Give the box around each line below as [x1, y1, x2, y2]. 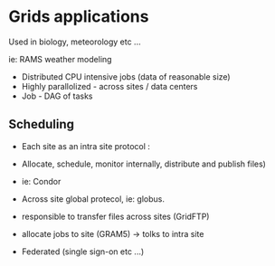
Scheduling [8, 117, 74, 132]
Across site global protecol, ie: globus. [21, 193, 165, 204]
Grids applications [8, 6, 149, 27]
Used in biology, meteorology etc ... [8, 36, 141, 47]
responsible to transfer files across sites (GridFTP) [21, 211, 210, 222]
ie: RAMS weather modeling [8, 53, 112, 64]
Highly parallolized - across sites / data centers [21, 81, 198, 91]
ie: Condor [21, 176, 62, 186]
